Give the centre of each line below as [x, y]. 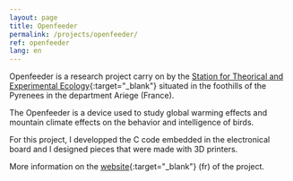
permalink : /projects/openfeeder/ [74, 34]
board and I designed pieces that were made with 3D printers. [124, 150]
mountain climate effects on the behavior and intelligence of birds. [132, 123]
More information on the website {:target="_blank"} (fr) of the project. [137, 167]
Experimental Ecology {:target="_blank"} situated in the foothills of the [138, 86]
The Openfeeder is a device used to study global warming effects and [138, 113]
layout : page [34, 17]
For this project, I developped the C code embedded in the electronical [140, 140]
